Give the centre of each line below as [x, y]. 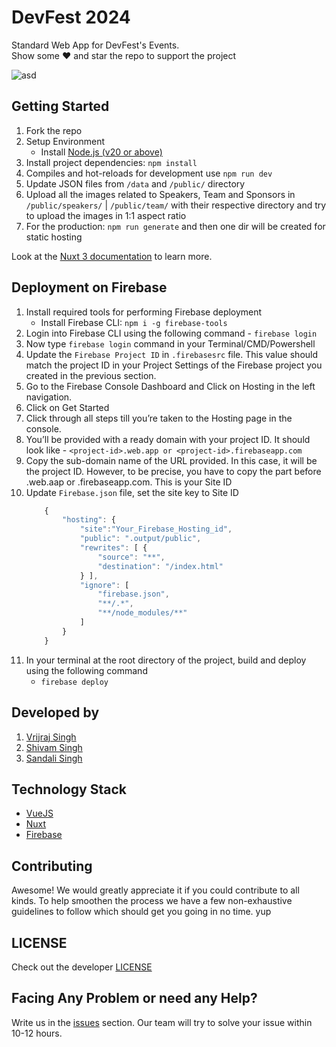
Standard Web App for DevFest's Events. [95, 45]
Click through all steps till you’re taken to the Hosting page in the [159, 418]
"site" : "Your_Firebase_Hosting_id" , [156, 529]
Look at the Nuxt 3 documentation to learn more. [112, 256]
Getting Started [60, 106]
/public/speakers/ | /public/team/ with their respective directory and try [176, 205]
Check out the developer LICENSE [82, 967]
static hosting [54, 237]
